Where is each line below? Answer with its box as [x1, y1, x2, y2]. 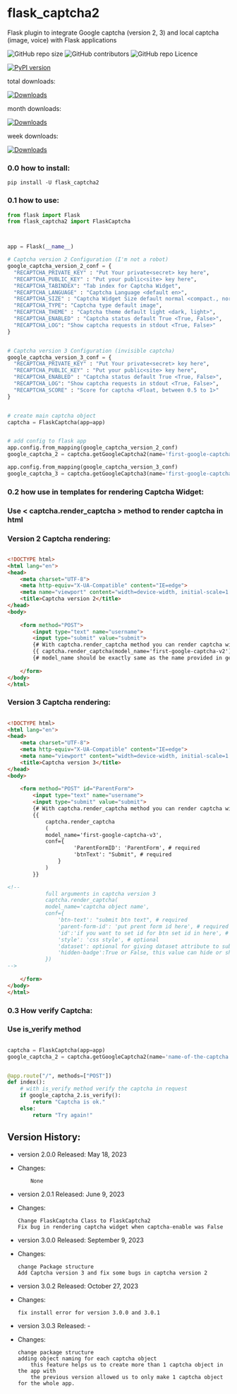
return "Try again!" [32, 1111, 93, 1118]
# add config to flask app [7, 438, 87, 445]
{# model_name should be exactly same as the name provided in [32, 655, 222, 662]
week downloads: [7, 131, 59, 140]
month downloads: [7, 104, 61, 112]
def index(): [7, 1079, 46, 1086]
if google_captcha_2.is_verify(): [20, 1092, 121, 1099]
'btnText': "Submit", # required [73, 851, 172, 858]
